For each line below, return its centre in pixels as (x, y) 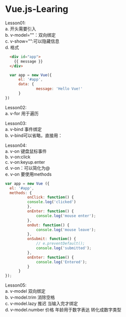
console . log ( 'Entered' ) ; (62, 262)
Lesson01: (16, 23)
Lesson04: (16, 145)
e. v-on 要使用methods (28, 174)
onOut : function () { (48, 225)
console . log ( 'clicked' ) (52, 202)
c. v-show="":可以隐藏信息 (32, 41)
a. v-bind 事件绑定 (23, 129)
